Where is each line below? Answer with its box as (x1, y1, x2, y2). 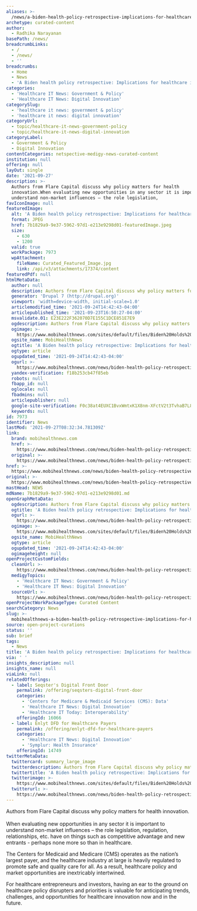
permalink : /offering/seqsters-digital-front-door (16, 687, 143, 694)
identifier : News (6, 419, 49, 425)
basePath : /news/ (6, 36, 49, 42)
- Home (11, 69, 28, 75)
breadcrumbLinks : (6, 42, 49, 48)
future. (6, 899, 22, 906)
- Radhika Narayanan (11, 31, 62, 37)
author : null (11, 282, 43, 289)
